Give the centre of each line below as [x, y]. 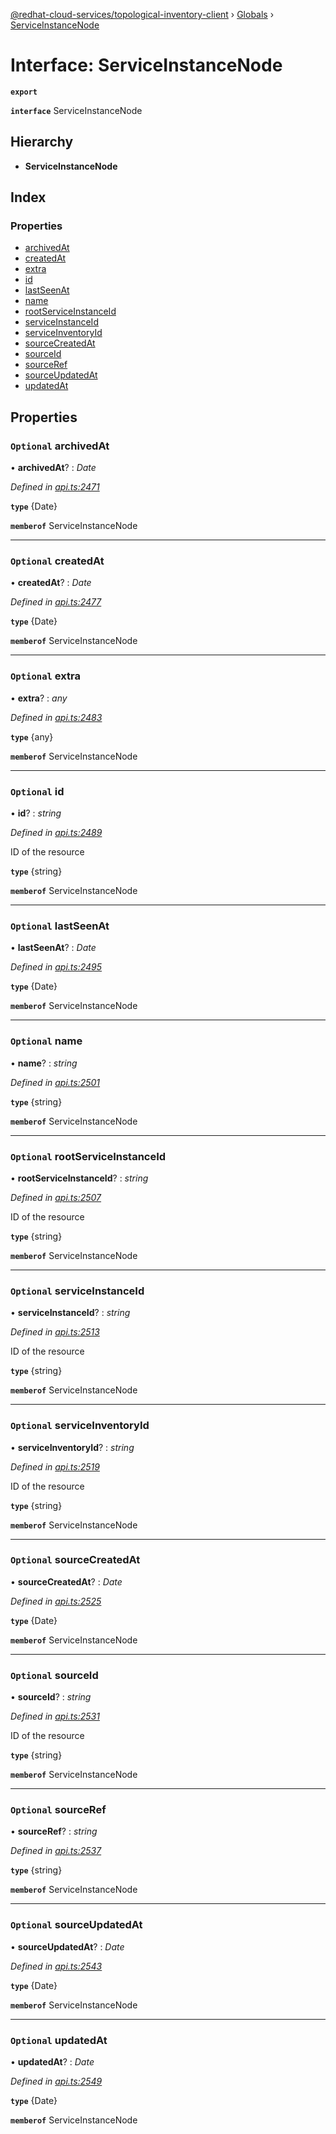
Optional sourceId [54, 1675]
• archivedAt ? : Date [53, 468]
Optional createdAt [57, 561]
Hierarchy [42, 142]
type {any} [32, 736]
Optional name [46, 1041]
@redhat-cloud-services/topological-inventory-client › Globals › [142, 14]
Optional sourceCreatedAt [75, 1560]
